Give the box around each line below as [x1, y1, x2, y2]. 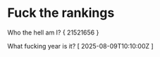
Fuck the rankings [7, 5, 115, 21]
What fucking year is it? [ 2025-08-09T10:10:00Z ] [7, 42, 154, 50]
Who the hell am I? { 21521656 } [7, 28, 99, 37]
